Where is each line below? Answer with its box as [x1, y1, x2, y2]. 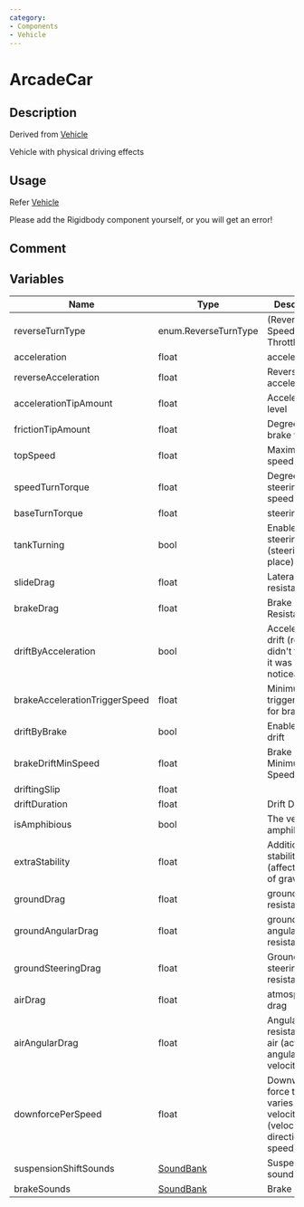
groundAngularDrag [14, 924, 100, 937]
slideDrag [14, 576, 55, 589]
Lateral [266, 570, 297, 583]
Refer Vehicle [9, 196, 60, 208]
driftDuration [14, 798, 68, 810]
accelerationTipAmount [14, 398, 113, 410]
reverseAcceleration [14, 371, 100, 384]
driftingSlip [14, 783, 61, 796]
